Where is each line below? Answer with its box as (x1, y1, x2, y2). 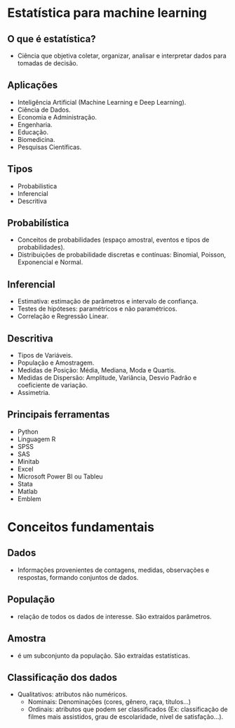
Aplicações (7, 79, 58, 91)
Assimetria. (17, 389, 51, 397)
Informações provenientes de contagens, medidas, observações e (17, 566, 210, 574)
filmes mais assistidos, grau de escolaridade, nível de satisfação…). (27, 713, 224, 721)
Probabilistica (17, 181, 58, 190)
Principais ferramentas (7, 409, 110, 421)
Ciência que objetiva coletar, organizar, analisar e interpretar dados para (17, 51, 227, 60)
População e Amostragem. (17, 358, 95, 367)
